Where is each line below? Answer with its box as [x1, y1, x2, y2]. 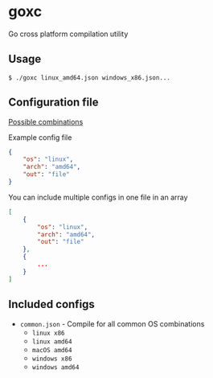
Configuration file [8, 96, 99, 109]
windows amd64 [31, 363, 80, 372]
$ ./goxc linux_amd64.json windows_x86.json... [8, 73, 171, 82]
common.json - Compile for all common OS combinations [19, 318, 205, 328]
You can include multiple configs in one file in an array [8, 192, 188, 202]
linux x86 [31, 329, 66, 337]
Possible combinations [8, 117, 84, 126]
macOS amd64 [31, 346, 72, 354]
